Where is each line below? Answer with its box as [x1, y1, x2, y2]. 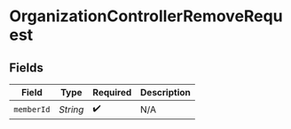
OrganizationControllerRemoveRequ [9, 6, 283, 27]
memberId [13, 104, 51, 114]
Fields [9, 60, 44, 75]
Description [140, 87, 191, 98]
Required [92, 87, 132, 98]
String [59, 103, 84, 116]
